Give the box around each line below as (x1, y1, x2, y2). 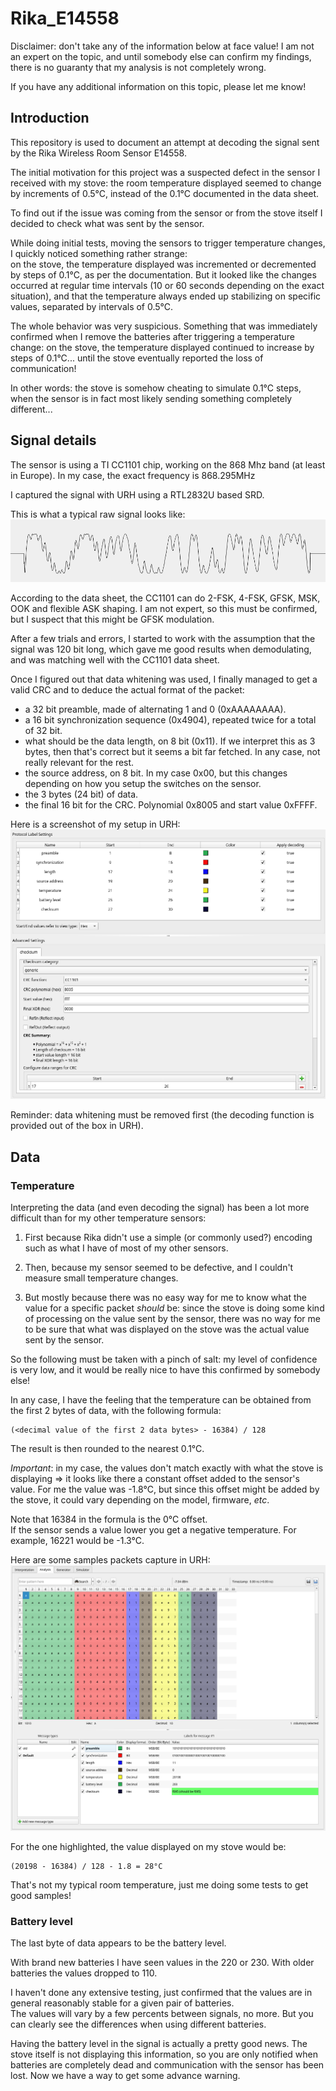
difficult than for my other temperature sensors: (10, 1212, 207, 1224)
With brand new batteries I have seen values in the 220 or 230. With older (10, 1956, 315, 1968)
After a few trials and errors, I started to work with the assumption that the (10, 633, 316, 645)
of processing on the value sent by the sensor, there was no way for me (24, 1312, 321, 1324)
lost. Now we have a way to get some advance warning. (10, 2069, 241, 2081)
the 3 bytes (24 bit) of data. (24, 788, 139, 801)
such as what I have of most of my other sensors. (24, 1242, 229, 1254)
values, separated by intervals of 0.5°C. (10, 300, 174, 312)
